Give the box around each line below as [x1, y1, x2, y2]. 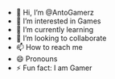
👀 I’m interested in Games [15, 16, 101, 26]
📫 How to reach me [15, 43, 83, 52]
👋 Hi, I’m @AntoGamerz [15, 8, 95, 17]
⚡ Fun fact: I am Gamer [15, 63, 92, 73]
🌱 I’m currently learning [15, 25, 94, 34]
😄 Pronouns [15, 54, 58, 64]
